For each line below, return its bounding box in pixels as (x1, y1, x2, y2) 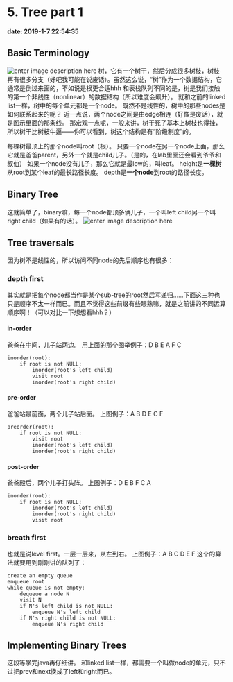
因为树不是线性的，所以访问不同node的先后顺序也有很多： (7, 256, 174, 264)
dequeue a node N (19, 590, 70, 597)
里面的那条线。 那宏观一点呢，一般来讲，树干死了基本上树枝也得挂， (25, 119, 222, 127)
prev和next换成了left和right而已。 (19, 667, 116, 676)
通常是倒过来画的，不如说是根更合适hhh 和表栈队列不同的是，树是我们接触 (7, 84, 221, 92)
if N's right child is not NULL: (19, 615, 116, 622)
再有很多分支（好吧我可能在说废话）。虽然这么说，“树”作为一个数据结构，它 (7, 75, 223, 83)
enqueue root (7, 578, 45, 585)
